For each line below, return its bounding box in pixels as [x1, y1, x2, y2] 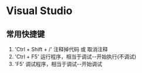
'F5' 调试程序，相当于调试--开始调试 [14, 61, 103, 67]
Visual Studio [6, 4, 73, 18]
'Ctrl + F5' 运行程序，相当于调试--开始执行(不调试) [14, 53, 137, 60]
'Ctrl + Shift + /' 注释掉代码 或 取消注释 [14, 46, 108, 52]
